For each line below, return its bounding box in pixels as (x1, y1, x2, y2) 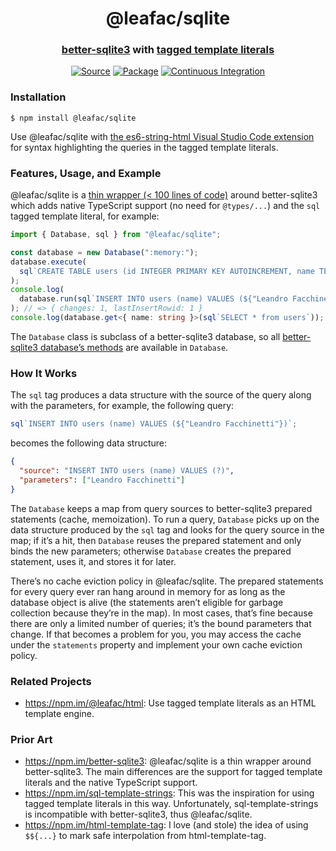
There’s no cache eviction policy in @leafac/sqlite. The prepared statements (10, 575, 324, 587)
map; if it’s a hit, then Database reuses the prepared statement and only (10, 534, 302, 546)
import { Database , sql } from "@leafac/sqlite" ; (10, 230, 222, 240)
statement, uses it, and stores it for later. (10, 555, 177, 567)
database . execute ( (10, 257, 87, 267)
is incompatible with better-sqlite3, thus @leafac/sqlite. (24, 808, 253, 821)
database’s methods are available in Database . (39, 341, 229, 353)
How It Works (10, 366, 78, 380)
